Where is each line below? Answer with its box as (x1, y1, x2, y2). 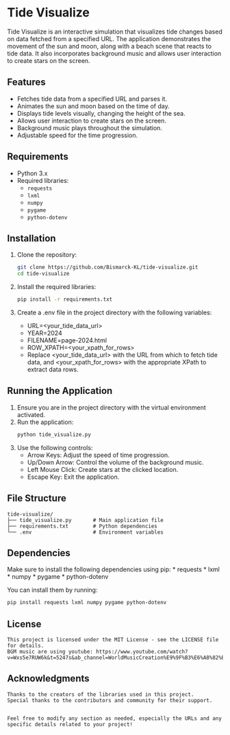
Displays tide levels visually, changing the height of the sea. (16, 109, 186, 117)
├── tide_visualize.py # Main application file (7, 516, 164, 523)
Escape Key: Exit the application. (27, 473, 120, 481)
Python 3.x (16, 169, 48, 177)
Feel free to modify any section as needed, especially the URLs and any (7, 714, 222, 722)
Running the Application (7, 385, 113, 397)
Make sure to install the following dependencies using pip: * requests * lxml (7, 565, 220, 573)
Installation (7, 232, 56, 244)
